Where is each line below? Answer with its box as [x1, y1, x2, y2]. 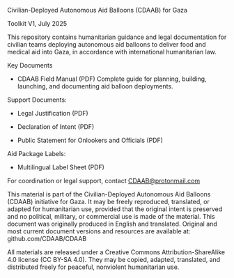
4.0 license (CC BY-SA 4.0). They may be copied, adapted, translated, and [7, 256, 221, 263]
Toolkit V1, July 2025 [7, 20, 68, 27]
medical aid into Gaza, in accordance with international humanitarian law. [7, 48, 217, 56]
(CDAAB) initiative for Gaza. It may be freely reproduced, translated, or [7, 198, 210, 206]
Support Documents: [7, 95, 68, 104]
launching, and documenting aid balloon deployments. [17, 82, 173, 90]
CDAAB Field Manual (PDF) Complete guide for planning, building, [17, 75, 207, 83]
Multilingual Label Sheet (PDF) [17, 163, 104, 171]
